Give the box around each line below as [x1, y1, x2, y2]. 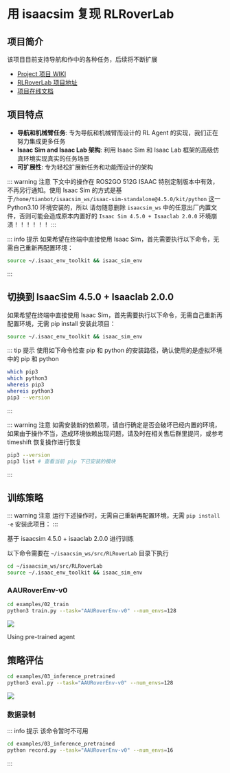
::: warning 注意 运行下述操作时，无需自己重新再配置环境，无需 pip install [7, 511, 220, 520]
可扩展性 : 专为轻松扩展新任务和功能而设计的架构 [16, 163, 153, 171]
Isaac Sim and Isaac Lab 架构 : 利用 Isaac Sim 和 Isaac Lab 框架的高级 [16, 146, 214, 154]
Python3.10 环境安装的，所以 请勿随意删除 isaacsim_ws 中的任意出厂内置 [7, 203, 211, 211]
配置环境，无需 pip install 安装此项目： [7, 319, 116, 327]
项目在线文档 [16, 87, 54, 95]
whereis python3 [7, 388, 54, 395]
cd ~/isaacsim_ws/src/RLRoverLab [7, 563, 103, 570]
